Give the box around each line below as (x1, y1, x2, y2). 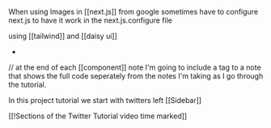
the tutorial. (8, 80, 47, 89)
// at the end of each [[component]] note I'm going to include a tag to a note (8, 62, 261, 72)
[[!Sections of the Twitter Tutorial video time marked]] (8, 111, 188, 121)
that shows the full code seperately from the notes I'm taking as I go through (8, 71, 264, 80)
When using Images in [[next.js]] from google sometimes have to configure (8, 7, 259, 16)
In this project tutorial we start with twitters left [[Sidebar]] (8, 96, 202, 105)
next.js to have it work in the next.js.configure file (8, 15, 172, 25)
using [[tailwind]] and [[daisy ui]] (8, 32, 117, 41)
